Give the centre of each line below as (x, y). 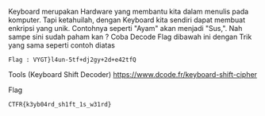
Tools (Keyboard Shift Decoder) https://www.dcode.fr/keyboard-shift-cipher (133, 74)
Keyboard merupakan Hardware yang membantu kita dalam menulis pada (129, 12)
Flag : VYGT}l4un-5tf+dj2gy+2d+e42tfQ (72, 60)
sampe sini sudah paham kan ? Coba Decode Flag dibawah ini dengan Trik (130, 37)
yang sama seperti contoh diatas (61, 45)
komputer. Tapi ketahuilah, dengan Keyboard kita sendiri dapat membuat (127, 20)
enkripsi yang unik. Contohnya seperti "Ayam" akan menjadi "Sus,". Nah (125, 28)
